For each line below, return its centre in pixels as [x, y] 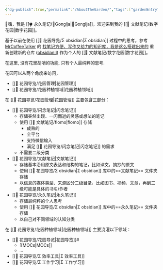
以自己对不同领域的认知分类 [47, 219]
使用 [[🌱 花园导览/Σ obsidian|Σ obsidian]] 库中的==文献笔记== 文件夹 [88, 171]
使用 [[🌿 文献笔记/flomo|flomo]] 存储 [56, 122]
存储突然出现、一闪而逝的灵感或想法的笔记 [62, 116]
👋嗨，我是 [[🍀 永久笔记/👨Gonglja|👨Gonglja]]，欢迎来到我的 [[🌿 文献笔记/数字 [81, 24]
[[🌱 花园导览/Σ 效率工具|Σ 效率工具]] [48, 256]
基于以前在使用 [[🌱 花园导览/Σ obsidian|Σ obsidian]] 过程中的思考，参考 [76, 40]
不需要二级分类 [34, 152]
